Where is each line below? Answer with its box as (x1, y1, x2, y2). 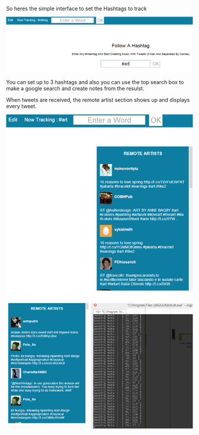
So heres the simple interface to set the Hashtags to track (6, 5, 147, 12)
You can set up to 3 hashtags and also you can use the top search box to (6, 79, 184, 86)
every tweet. (6, 103, 37, 110)
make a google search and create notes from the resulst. (6, 85, 145, 92)
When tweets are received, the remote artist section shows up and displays (6, 96, 190, 104)
